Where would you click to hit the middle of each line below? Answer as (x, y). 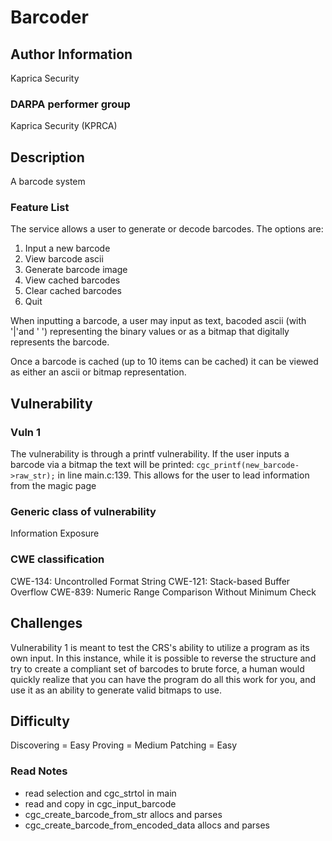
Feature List (40, 208)
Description (47, 157)
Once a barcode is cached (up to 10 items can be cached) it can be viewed (164, 362)
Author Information (71, 54)
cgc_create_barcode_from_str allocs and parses (123, 814)
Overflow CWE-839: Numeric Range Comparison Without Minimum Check (163, 592)
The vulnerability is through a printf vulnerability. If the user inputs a (150, 454)
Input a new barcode (67, 248)
